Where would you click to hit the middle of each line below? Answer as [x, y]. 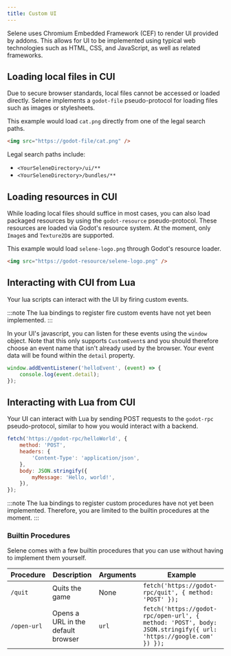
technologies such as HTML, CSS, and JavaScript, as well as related [104, 48]
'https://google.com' [178, 637]
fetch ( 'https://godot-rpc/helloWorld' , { [67, 439]
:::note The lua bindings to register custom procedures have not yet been [111, 503]
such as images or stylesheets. [51, 108]
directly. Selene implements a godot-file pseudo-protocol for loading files [112, 101]
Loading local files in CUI [61, 77]
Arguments [118, 575]
